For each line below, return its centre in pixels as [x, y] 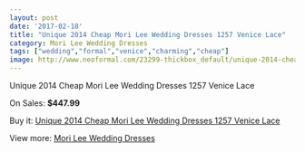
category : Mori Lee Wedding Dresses [79, 43]
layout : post [34, 18]
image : [22, 60]
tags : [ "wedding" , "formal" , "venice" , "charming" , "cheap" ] [119, 52]
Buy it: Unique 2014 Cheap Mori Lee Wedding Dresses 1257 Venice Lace [145, 120]
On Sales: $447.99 [44, 103]
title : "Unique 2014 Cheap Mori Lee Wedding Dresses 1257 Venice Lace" [148, 34]
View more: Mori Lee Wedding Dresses [83, 138]
